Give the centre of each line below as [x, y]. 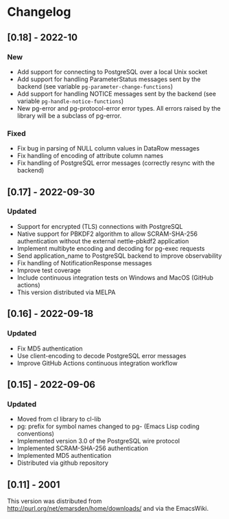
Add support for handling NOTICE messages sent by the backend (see [117, 93]
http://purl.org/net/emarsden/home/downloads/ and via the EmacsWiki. [108, 509]
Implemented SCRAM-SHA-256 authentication [83, 448]
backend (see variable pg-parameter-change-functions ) [95, 86]
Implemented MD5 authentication [64, 456]
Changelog [39, 12]
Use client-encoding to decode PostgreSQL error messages [101, 355]
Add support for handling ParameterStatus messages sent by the [109, 79]
